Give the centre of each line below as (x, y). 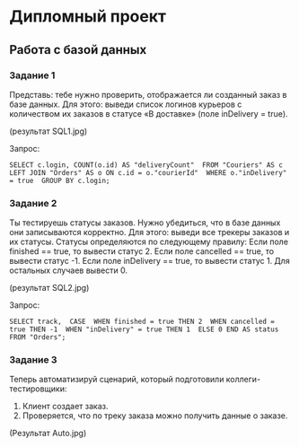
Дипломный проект (88, 17)
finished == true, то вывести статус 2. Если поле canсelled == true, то (142, 251)
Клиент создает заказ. (65, 407)
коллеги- (243, 380)
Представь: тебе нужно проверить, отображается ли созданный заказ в (148, 94)
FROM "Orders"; (38, 337)
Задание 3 (33, 360)
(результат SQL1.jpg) (48, 131)
